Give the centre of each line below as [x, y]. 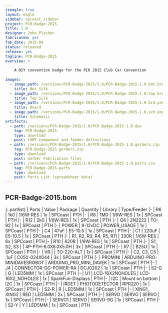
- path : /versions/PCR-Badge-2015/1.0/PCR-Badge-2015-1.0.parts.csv [82, 163]
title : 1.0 [16, 28]
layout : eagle [20, 14]
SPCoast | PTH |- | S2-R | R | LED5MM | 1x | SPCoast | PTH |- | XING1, [77, 289]
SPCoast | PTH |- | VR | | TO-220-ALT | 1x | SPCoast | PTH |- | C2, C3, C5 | [82, 252]
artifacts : [16, 121]
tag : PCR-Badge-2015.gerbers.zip [49, 149]
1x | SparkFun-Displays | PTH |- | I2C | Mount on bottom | [101, 278]
